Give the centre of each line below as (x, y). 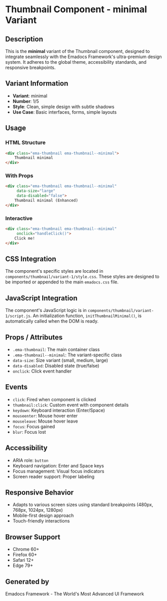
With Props (19, 176)
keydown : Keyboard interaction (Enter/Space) (59, 410)
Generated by (27, 581)
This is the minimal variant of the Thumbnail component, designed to (78, 51)
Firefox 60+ (25, 555)
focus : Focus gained (34, 426)
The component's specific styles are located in (54, 271)
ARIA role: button (30, 460)
